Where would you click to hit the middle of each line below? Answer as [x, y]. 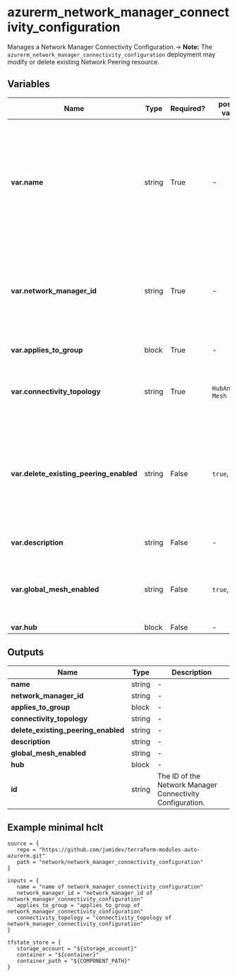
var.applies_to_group [47, 350]
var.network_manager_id [54, 290]
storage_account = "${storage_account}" [77, 949]
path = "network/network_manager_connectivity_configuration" [110, 863]
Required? [188, 108]
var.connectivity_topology [56, 391]
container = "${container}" [58, 955]
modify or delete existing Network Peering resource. [84, 61]
